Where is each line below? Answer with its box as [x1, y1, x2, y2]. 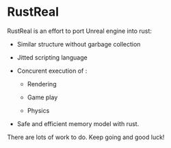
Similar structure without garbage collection [16, 40, 141, 48]
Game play [27, 93, 58, 101]
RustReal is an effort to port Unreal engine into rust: [7, 27, 153, 35]
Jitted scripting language [16, 53, 88, 62]
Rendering [27, 79, 57, 88]
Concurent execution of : [16, 66, 88, 75]
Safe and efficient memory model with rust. [16, 119, 140, 127]
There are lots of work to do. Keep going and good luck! [7, 133, 165, 141]
